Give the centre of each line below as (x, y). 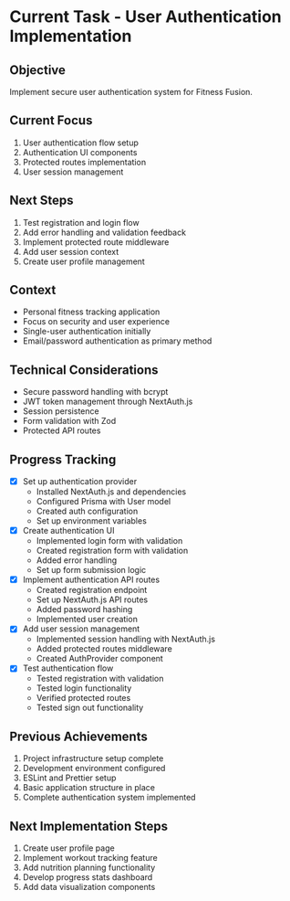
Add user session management (81, 629)
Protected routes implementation (84, 162)
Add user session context (71, 251)
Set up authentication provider (80, 482)
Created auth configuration (87, 511)
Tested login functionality (84, 688)
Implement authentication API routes (91, 580)
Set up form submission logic (91, 570)
